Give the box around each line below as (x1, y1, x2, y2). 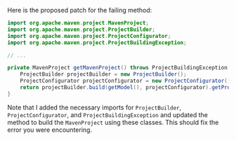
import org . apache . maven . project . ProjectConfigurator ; (7, 32, 171, 39)
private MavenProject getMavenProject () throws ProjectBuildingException (7, 65, 228, 72)
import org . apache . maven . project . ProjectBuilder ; (7, 26, 156, 33)
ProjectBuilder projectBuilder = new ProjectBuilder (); (20, 71, 188, 78)
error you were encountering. (7, 126, 93, 134)
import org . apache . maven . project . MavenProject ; (7, 20, 150, 27)
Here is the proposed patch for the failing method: (7, 6, 152, 14)
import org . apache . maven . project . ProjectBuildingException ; (7, 39, 188, 46)
